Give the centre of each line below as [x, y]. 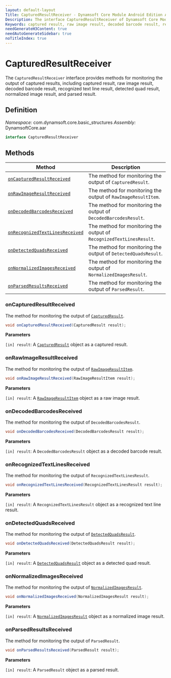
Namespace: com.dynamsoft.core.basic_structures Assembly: [70, 122]
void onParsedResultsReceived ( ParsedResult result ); [62, 650]
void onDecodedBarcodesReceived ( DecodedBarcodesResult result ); [75, 431]
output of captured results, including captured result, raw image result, [79, 83]
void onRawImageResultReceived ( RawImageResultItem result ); [70, 378]
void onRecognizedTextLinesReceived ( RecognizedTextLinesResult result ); [84, 485]
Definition [21, 110]
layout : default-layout [31, 10]
